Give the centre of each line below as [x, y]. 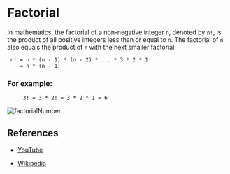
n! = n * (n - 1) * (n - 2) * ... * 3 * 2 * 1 [79, 60]
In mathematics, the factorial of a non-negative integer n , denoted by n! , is [114, 32]
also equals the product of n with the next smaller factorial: [92, 47]
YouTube [30, 150]
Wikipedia [32, 164]
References [33, 133]
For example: [30, 83]
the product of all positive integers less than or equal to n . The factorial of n [115, 39]
